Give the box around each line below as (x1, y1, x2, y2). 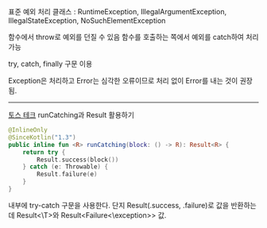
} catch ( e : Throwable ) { (22, 163, 109, 171)
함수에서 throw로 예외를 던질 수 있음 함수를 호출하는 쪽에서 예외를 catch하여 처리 (8, 33, 259, 41)
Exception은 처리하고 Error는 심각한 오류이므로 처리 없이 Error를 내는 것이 (8, 76, 238, 85)
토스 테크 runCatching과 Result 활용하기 (8, 110, 135, 119)
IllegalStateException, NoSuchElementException (8, 16, 166, 25)
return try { (22, 148, 66, 157)
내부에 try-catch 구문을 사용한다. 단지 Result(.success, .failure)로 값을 (8, 200, 229, 210)
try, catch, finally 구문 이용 (8, 59, 93, 68)
